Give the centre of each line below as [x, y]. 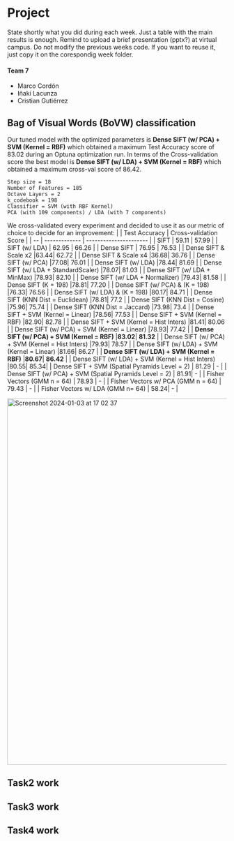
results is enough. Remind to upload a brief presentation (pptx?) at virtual [112, 39]
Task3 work [33, 806]
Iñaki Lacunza [37, 94]
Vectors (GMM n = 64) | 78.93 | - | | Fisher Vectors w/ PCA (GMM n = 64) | [114, 381]
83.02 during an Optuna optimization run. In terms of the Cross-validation [112, 154]
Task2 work [33, 783]
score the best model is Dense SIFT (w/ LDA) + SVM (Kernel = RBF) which [114, 161]
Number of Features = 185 [45, 188]
